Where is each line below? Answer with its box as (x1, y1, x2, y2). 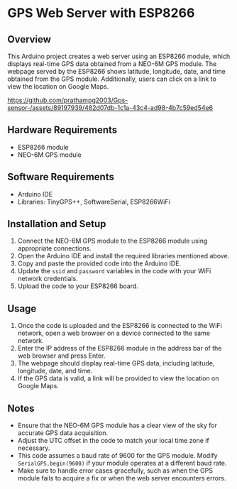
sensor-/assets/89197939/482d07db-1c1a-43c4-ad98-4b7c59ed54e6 (7, 104, 214, 111)
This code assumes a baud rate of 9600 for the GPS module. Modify (17, 451, 218, 460)
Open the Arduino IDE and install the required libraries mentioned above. (17, 252, 230, 260)
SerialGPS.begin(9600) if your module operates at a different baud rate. (17, 459, 227, 468)
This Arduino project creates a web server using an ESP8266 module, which (7, 52, 231, 60)
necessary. (17, 444, 50, 452)
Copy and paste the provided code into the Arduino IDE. (17, 259, 182, 268)
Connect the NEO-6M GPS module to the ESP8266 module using (17, 236, 208, 246)
